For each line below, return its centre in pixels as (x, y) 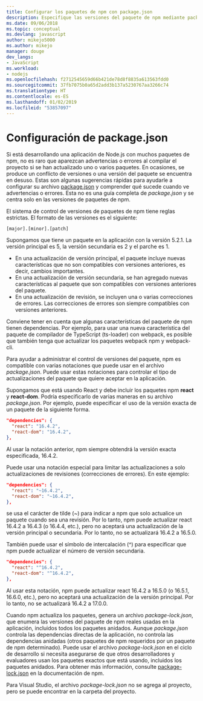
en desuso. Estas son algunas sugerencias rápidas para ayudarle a (89, 180)
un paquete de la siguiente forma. (48, 409)
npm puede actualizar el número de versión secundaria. (76, 551)
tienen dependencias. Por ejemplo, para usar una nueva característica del (98, 328)
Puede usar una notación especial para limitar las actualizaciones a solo (96, 467)
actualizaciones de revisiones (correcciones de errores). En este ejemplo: (98, 474)
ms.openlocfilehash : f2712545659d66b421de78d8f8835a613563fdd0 (88, 79)
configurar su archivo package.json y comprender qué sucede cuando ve (98, 187)
